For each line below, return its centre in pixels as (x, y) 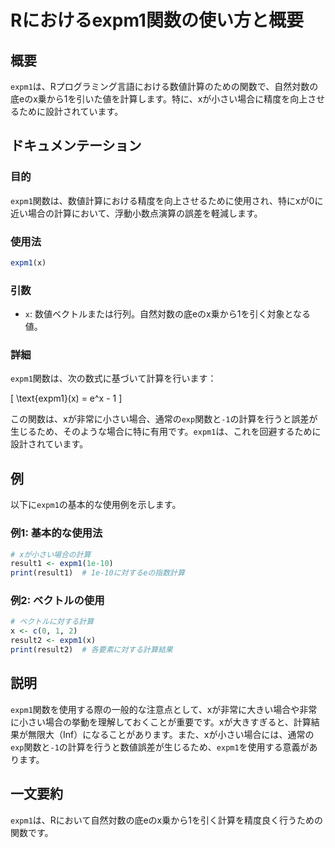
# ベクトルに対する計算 (52, 622)
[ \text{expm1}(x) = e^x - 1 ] (66, 398)
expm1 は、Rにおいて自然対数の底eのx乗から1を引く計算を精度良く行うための (166, 820)
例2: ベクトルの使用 (57, 601)
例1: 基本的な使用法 (56, 533)
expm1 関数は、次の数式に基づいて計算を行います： (113, 378)
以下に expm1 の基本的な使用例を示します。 (96, 505)
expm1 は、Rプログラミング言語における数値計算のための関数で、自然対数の (164, 86)
